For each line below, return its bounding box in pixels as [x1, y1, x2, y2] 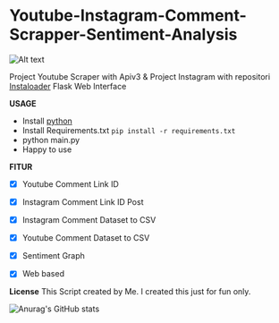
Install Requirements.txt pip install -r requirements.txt [21, 124, 236, 135]
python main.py [21, 134, 80, 145]
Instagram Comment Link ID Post [21, 197, 144, 207]
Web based [21, 268, 65, 279]
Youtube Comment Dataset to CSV [21, 233, 150, 243]
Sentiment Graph [21, 251, 85, 261]
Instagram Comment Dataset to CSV [21, 215, 156, 225]
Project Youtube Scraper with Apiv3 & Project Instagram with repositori [9, 71, 271, 81]
